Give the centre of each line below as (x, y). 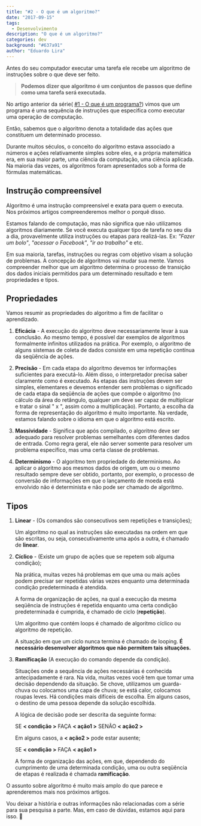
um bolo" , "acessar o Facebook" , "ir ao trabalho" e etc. (75, 242)
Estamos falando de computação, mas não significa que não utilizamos (94, 223)
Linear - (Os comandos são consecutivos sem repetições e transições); (103, 521)
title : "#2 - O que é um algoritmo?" (53, 12)
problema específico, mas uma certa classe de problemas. (87, 450)
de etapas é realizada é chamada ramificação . (72, 774)
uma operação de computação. (45, 117)
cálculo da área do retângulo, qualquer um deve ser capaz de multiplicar (104, 400)
